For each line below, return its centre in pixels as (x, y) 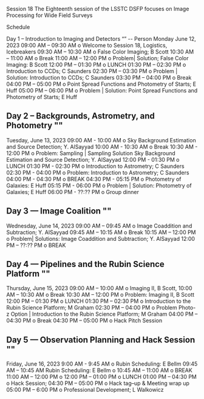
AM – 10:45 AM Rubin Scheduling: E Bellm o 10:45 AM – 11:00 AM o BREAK (99, 370)
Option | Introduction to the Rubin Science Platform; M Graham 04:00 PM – (104, 314)
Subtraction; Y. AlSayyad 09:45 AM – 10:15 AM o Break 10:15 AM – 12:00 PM (101, 232)
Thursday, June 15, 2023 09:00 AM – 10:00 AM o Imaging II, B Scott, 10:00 (99, 288)
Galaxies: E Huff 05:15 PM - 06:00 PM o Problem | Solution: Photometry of (99, 186)
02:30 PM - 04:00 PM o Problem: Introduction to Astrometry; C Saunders (98, 172)
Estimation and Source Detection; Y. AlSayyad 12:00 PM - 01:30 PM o (93, 159)
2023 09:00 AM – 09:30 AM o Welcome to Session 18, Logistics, (87, 45)
